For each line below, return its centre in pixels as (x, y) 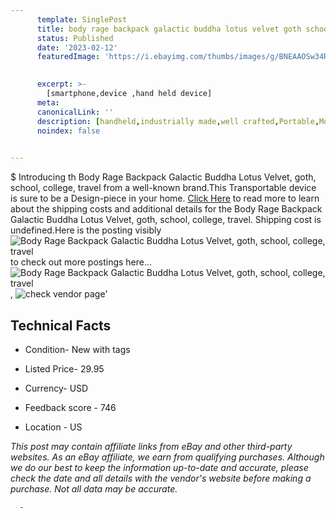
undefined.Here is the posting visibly (86, 230)
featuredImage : (68, 57)
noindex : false (68, 131)
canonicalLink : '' (75, 112)
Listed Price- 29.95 (64, 368)
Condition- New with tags (77, 349)
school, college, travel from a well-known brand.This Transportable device (163, 188)
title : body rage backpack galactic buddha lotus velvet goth (169, 29)
